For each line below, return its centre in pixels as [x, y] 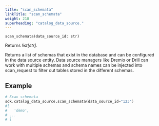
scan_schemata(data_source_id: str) [42, 36]
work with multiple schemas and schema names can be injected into [74, 65]
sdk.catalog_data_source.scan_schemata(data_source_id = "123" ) [70, 101]
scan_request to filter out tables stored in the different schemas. [70, 71]
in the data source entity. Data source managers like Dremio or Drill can [77, 60]
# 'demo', [17, 110]
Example [19, 86]
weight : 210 [17, 18]
